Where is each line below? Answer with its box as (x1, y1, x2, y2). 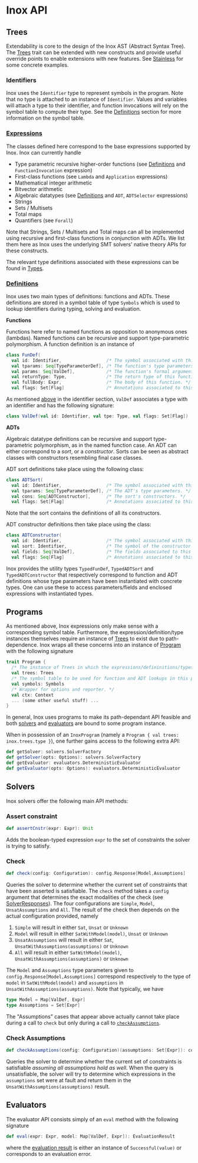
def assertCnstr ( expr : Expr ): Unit (6, 825, 94, 831)
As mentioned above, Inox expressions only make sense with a (6, 622, 159, 630)
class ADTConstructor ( (6, 532, 62, 538)
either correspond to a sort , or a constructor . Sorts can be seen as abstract (6, 447, 189, 454)
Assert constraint (6, 812, 58, 820)
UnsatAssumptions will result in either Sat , (14, 936, 114, 943)
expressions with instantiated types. (6, 590, 94, 597)
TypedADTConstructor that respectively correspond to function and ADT (6, 571, 178, 578)
